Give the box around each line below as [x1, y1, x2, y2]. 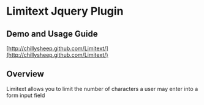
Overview [6, 69, 45, 79]
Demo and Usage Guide [6, 29, 98, 39]
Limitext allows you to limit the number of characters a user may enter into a [6, 85, 198, 92]
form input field [6, 92, 45, 99]
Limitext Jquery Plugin [6, 4, 124, 18]
